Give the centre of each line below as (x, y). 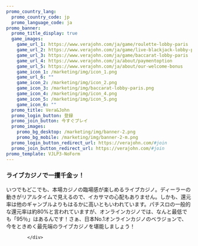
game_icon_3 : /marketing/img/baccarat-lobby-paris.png (85, 88)
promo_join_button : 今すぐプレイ (50, 121)
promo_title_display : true (44, 34)
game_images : (27, 39)
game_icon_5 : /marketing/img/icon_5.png (67, 99)
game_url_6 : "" (35, 77)
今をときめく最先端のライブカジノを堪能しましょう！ (71, 226)
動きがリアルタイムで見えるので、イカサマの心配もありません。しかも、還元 (99, 197)
